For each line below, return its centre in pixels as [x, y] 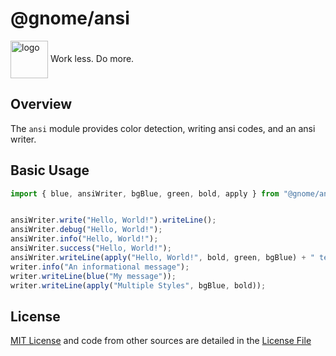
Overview [41, 104]
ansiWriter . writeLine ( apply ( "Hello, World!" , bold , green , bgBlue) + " [162, 257]
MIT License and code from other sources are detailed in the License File [161, 341]
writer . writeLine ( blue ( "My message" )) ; [93, 276]
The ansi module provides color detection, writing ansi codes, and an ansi [163, 128]
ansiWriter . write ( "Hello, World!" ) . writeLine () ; [113, 220]
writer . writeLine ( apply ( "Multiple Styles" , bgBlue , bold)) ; [138, 285]
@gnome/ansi [70, 18]
